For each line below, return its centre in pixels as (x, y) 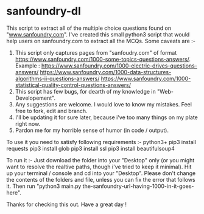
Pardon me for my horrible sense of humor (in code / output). (92, 130)
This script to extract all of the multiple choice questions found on (89, 28)
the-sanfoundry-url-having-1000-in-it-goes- (138, 186)
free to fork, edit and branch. (51, 111)
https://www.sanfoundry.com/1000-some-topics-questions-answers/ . (103, 59)
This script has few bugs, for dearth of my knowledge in (86, 91)
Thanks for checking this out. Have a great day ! (66, 204)
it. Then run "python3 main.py (44, 186)
